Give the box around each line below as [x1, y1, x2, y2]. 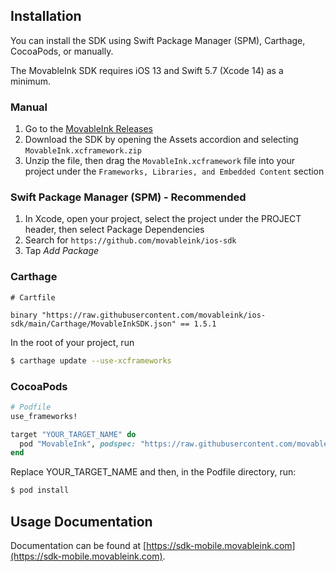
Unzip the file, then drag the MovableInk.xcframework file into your [24, 155, 296, 167]
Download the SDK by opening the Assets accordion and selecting [24, 134, 299, 146]
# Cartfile [10, 292, 56, 303]
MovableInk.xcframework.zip [24, 146, 142, 156]
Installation [10, 8, 82, 25]
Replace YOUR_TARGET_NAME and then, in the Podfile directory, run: [10, 466, 297, 478]
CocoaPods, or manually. [10, 45, 114, 57]
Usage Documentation [10, 513, 153, 530]
